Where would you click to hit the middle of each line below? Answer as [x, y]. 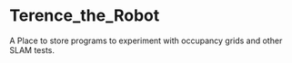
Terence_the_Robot [85, 16]
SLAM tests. [32, 49]
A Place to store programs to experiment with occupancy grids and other [146, 40]
